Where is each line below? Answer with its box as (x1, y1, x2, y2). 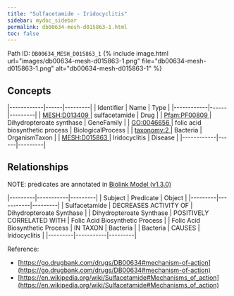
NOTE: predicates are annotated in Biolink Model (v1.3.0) (7, 180, 171, 188)
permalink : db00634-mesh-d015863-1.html (7, 23, 128, 30)
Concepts (7, 85, 51, 97)
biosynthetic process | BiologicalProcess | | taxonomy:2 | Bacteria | (7, 126, 202, 135)
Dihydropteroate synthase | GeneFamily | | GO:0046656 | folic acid (7, 118, 202, 127)
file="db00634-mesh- (142, 57, 207, 66)
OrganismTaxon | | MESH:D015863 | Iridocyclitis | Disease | (7, 133, 179, 142)
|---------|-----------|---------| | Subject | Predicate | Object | (7, 193, 187, 202)
